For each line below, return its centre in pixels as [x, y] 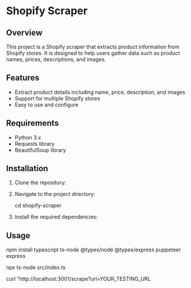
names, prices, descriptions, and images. [56, 59]
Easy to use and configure [46, 104]
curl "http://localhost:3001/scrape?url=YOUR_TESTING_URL [79, 279]
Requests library [34, 143]
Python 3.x [28, 138]
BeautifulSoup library [40, 150]
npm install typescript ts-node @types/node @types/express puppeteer [94, 250]
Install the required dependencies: [56, 217]
